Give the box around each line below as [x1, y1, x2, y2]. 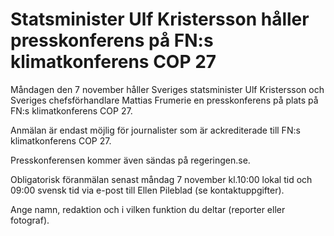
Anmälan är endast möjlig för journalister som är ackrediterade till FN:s [10, 124, 301, 136]
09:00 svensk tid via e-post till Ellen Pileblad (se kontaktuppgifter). [10, 184, 285, 196]
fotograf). [10, 214, 50, 226]
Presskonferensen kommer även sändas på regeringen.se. [10, 154, 251, 166]
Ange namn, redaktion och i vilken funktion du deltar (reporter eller [10, 203, 286, 215]
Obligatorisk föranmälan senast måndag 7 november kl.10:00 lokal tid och [10, 173, 313, 185]
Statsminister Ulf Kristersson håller [10, 8, 310, 31]
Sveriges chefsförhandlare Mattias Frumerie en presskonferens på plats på [10, 94, 319, 106]
